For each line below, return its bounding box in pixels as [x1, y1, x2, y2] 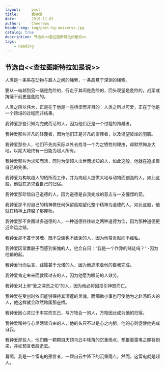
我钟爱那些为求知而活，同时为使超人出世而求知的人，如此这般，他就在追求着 [5, 158, 160, 164]
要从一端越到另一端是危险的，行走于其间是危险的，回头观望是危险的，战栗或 [5, 87, 160, 93]
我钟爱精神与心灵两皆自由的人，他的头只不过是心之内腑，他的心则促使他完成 [5, 320, 160, 326]
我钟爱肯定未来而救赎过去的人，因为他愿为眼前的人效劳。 [5, 272, 121, 278]
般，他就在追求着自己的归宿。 [5, 181, 65, 187]
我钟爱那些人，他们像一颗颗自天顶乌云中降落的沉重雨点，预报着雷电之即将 [5, 337, 156, 343]
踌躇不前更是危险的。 [5, 94, 48, 100]
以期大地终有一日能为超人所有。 [13, 148, 79, 154]
